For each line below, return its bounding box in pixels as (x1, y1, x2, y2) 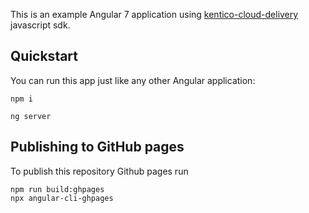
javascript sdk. (10, 19, 71, 31)
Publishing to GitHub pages (10, 139, 185, 156)
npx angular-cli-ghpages (10, 193, 114, 203)
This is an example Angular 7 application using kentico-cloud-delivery (10, 9, 299, 20)
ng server (10, 111, 52, 121)
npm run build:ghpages (10, 184, 105, 194)
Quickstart (10, 48, 79, 65)
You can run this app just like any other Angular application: (10, 74, 256, 86)
